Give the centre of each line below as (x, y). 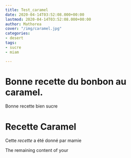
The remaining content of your (37, 150)
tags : (11, 43)
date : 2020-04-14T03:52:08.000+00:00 (45, 15)
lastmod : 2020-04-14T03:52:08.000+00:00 (48, 19)
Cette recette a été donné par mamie (43, 141)
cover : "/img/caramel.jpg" (34, 29)
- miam (12, 52)
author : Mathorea (23, 24)
